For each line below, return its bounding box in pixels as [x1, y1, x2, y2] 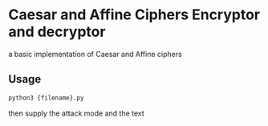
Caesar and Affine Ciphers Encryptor [8, 6, 261, 24]
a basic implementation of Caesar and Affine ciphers [8, 49, 182, 59]
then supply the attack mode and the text [8, 108, 144, 118]
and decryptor [8, 22, 106, 41]
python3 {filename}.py [8, 94, 84, 102]
